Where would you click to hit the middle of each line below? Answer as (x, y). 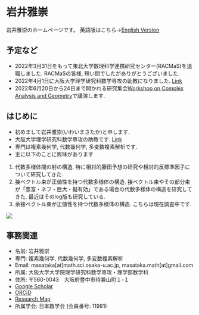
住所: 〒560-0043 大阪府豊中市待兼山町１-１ (72, 280)
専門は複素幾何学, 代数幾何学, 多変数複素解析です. (76, 146)
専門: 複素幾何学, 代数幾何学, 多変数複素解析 (69, 258)
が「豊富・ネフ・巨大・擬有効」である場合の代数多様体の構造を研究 (98, 189)
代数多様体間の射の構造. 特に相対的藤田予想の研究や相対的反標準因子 (100, 167)
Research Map (32, 299)
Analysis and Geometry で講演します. (60, 95)
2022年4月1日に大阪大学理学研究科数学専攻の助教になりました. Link (99, 80)
